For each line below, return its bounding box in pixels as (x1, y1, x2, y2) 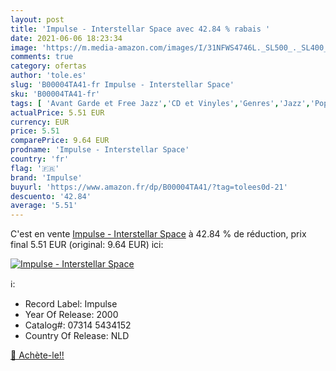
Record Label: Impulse (24, 298, 118, 310)
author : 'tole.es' (10, 71, 87, 81)
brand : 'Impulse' (10, 172, 83, 183)
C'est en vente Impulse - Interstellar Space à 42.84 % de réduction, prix (10, 228, 307, 240)
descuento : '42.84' (10, 191, 92, 201)
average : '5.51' (10, 201, 78, 211)
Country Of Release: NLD (24, 330, 130, 342)
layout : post (10, 14, 65, 25)
